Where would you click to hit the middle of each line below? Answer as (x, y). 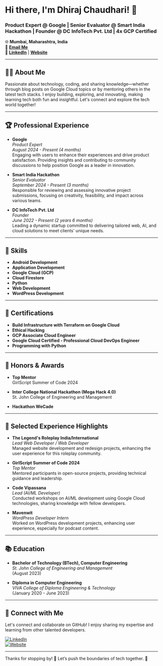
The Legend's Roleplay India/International (55, 438)
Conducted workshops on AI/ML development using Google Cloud (78, 498)
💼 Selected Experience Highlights (57, 426)
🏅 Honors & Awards (35, 365)
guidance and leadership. (37, 479)
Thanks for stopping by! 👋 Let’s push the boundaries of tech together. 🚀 (76, 658)
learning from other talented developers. (45, 629)
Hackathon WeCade (33, 407)
